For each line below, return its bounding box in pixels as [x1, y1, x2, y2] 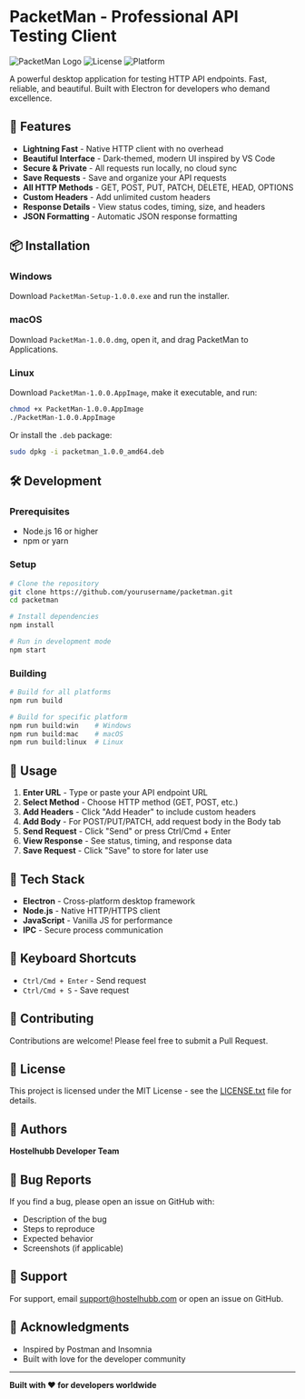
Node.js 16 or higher [22, 525, 99, 537]
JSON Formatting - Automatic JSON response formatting [22, 211, 238, 222]
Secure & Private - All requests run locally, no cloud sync [22, 162, 238, 174]
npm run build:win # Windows [9, 721, 132, 730]
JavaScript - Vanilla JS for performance [22, 914, 173, 925]
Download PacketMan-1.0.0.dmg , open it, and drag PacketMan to [9, 334, 249, 345]
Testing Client [9, 25, 117, 46]
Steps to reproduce [22, 1224, 95, 1234]
